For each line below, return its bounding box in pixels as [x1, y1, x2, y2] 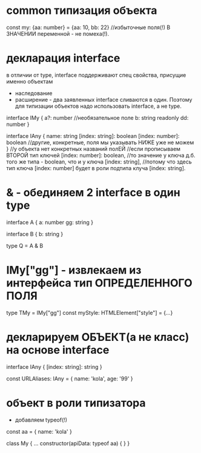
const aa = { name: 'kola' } [6, 428, 73, 435]
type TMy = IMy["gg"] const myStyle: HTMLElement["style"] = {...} [6, 309, 173, 316]
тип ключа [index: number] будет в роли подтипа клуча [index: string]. [6, 164, 186, 171]
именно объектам [6, 78, 53, 85]
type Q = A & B [6, 242, 44, 249]
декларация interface [6, 51, 120, 65]
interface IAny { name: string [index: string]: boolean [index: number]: [6, 132, 180, 139]
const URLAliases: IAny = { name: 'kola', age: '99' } [6, 375, 133, 382]
